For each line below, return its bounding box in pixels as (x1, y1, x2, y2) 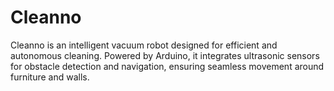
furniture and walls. (10, 71, 90, 83)
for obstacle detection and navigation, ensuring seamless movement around (10, 60, 325, 72)
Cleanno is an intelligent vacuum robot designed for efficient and (10, 39, 278, 51)
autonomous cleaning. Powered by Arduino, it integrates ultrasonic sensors (10, 49, 320, 61)
